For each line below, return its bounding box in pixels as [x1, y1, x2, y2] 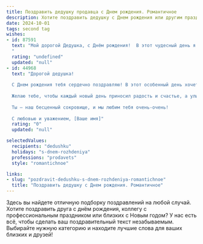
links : [6, 171, 23, 177]
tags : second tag [6, 25, 50, 32]
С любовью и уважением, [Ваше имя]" [11, 115, 104, 121]
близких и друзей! [6, 231, 53, 238]
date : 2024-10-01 [6, 20, 50, 26]
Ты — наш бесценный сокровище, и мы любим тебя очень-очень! [11, 104, 169, 111]
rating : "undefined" [11, 54, 63, 60]
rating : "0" [11, 121, 42, 127]
